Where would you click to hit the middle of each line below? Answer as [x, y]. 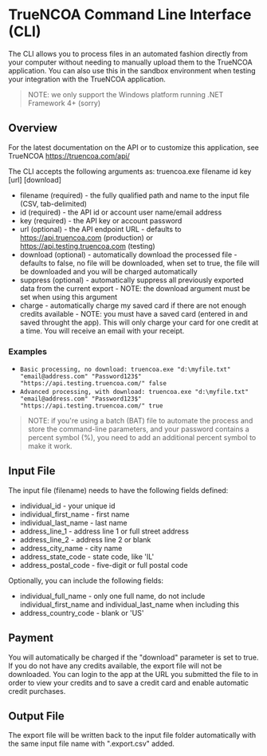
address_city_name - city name [71, 548]
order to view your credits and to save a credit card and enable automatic [129, 683]
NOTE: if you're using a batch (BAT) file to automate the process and [140, 421]
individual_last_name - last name [73, 522]
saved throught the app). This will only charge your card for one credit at [139, 322]
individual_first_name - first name [75, 514]
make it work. [50, 446]
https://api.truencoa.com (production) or [86, 238]
